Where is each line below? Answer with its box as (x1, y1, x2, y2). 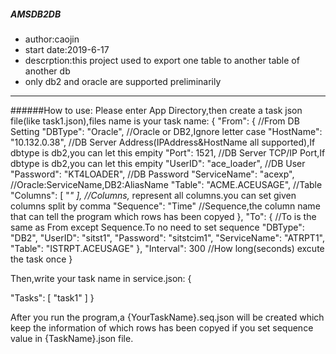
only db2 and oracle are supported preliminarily (24, 75, 222, 87)
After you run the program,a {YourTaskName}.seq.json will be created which (10, 311, 325, 323)
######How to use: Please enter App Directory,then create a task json (10, 104, 303, 116)
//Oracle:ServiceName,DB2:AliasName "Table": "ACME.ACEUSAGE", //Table (10, 178, 323, 190)
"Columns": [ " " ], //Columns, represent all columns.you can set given (10, 189, 297, 201)
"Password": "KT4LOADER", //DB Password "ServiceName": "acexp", (10, 168, 295, 180)
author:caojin (24, 33, 80, 45)
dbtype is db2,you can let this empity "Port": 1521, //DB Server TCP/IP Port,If (10, 146, 326, 159)
